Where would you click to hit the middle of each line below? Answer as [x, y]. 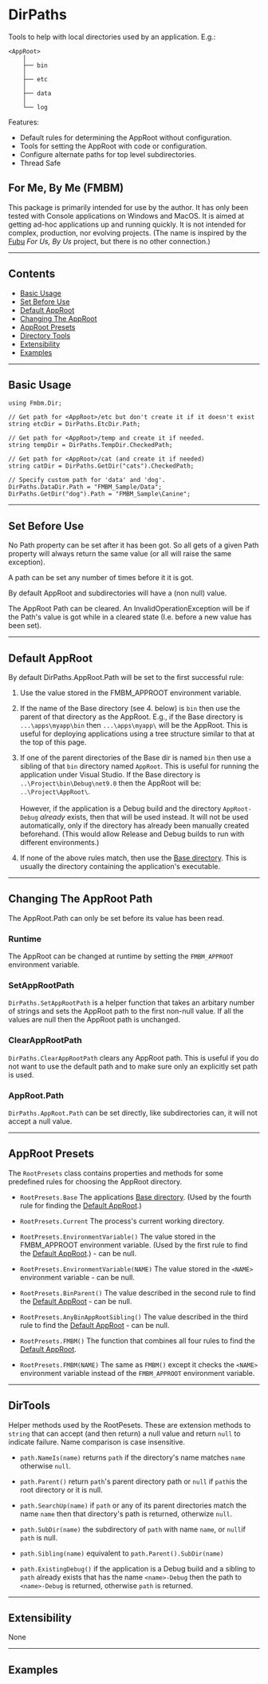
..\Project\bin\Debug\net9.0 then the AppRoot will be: [110, 783]
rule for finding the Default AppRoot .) [81, 1205]
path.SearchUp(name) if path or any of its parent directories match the [133, 1505]
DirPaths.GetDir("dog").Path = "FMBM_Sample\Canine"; [100, 494]
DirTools [29, 1406]
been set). [25, 626]
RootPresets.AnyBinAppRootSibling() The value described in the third [134, 1316]
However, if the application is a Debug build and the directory [120, 808]
